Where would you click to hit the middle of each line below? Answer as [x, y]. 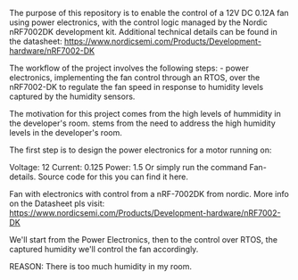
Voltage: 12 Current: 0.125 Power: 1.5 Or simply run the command [128, 167]
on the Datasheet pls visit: [57, 203]
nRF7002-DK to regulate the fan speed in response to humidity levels [137, 87]
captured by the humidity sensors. [72, 96]
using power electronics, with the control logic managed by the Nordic [138, 22]
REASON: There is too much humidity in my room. [100, 266]
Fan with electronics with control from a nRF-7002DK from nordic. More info [149, 194]
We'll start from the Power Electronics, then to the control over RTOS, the [144, 239]
